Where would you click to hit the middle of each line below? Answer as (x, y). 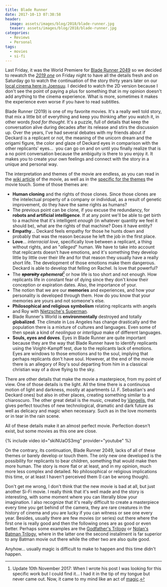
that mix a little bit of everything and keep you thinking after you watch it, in (82, 117)
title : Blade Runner (27, 10)
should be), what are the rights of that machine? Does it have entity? (82, 226)
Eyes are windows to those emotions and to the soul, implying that (80, 354)
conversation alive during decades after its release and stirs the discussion (82, 127)
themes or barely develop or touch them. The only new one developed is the (83, 456)
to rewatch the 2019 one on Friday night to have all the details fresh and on (82, 76)
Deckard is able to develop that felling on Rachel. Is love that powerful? (85, 268)
